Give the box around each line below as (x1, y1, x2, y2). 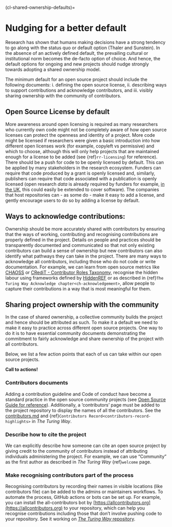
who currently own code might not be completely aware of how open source (5, 127, 167, 133)
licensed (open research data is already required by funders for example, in (5, 181, 165, 187)
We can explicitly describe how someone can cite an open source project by (5, 442, 166, 449)
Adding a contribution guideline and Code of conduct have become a (5, 391, 151, 397)
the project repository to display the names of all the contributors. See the (5, 407, 161, 413)
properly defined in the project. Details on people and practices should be (5, 237, 161, 243)
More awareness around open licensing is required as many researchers (5, 121, 158, 127)
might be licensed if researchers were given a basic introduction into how (5, 137, 160, 143)
